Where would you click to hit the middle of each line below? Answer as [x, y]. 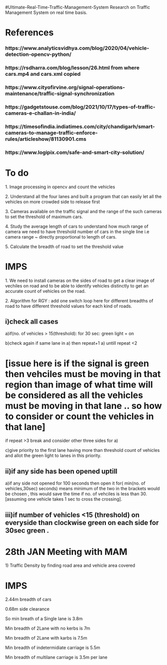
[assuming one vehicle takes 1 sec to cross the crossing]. [64, 499]
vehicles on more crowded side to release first [53, 202]
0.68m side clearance [27, 609]
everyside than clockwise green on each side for [82, 523]
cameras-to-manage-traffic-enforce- [51, 133]
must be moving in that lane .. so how [83, 406]
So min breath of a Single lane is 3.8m [44, 619]
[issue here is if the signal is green [77, 363]
